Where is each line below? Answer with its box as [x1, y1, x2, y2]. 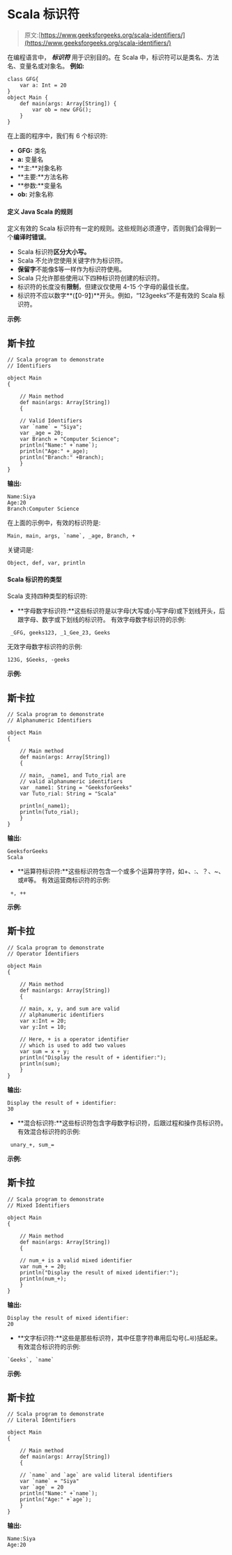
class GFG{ [7, 75, 39, 82]
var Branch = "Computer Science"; [20, 436, 120, 442]
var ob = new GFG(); [32, 106, 92, 113]
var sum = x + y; [20, 1048, 70, 1055]
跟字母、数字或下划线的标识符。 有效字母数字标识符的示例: [17, 616, 186, 624]
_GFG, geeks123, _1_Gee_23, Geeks [10, 630, 111, 637]
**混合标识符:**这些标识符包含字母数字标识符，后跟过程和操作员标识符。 [17, 1118, 227, 1127]
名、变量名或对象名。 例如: [7, 61, 85, 70]
